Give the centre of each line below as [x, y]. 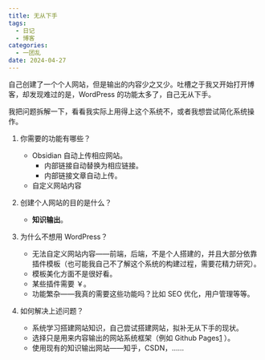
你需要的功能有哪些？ [55, 138]
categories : [28, 46]
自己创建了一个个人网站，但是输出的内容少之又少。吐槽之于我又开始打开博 [131, 84]
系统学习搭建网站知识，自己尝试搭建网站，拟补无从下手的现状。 [137, 328]
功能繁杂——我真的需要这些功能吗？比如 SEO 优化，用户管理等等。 [143, 293]
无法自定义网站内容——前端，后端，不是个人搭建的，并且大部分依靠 [145, 253]
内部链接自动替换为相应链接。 [93, 165]
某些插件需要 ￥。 [61, 283]
